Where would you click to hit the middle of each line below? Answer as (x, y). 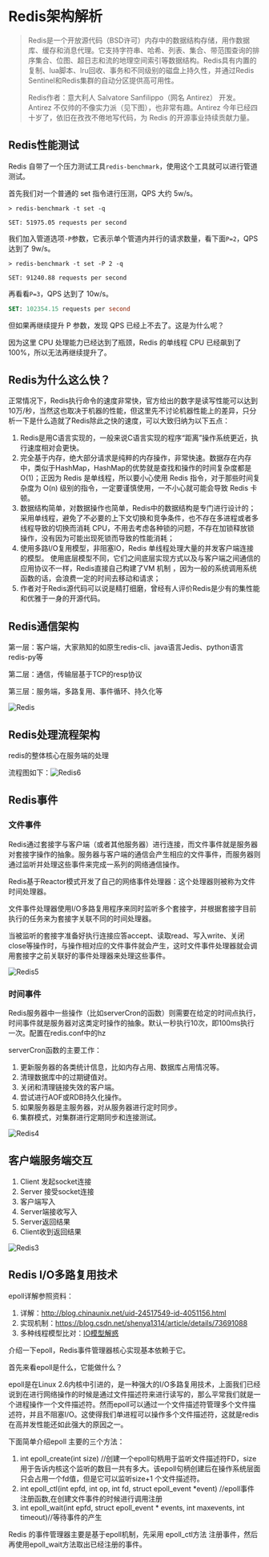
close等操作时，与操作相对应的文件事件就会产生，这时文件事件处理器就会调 (133, 945)
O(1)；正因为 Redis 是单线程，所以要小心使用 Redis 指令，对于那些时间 (137, 478)
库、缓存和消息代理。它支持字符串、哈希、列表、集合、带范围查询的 (140, 50)
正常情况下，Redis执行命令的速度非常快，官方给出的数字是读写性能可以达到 (133, 401)
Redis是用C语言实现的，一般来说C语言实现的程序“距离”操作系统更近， (135, 438)
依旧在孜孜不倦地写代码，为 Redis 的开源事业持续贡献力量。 (155, 117)
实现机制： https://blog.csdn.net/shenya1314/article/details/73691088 (134, 1323)
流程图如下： (29, 772)
